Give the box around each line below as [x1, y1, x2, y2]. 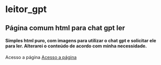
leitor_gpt [5, 4, 47, 15]
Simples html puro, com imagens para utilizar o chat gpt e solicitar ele [5, 38, 156, 44]
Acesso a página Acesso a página [5, 54, 77, 60]
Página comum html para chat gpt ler [5, 24, 125, 32]
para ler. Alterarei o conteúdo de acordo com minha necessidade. [5, 43, 147, 49]
